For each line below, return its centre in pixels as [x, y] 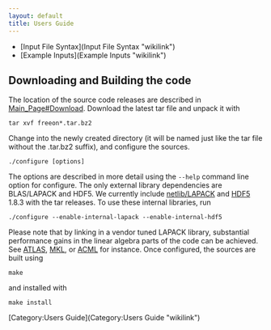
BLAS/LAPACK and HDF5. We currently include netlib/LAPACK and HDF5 [129, 194]
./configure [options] [47, 162]
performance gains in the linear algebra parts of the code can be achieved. [133, 241]
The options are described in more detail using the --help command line [129, 177]
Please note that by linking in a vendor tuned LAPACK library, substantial [129, 232]
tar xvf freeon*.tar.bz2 [50, 123]
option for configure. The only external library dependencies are [115, 185]
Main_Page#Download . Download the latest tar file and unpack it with [124, 108]
